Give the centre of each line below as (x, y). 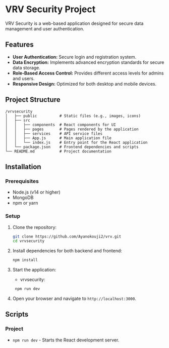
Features (19, 45)
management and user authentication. (45, 28)
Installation (23, 166)
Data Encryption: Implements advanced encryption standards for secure (88, 62)
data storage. (26, 67)
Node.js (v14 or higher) (36, 192)
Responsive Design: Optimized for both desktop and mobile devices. (84, 84)
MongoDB (23, 198)
